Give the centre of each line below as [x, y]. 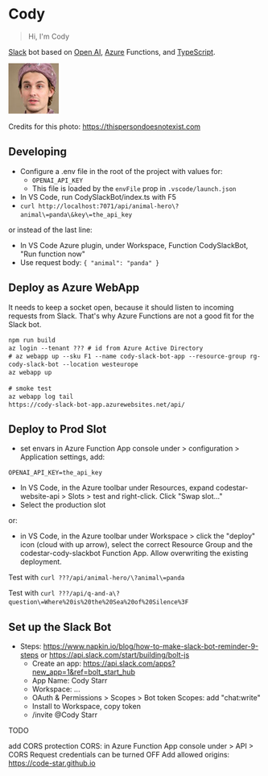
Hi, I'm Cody [49, 36]
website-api [40, 496]
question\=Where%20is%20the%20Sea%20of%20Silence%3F [99, 602]
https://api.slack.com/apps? [129, 664]
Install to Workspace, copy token [86, 707]
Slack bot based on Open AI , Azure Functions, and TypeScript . [112, 52]
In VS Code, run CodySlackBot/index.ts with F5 [98, 197]
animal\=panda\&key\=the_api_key [76, 214]
